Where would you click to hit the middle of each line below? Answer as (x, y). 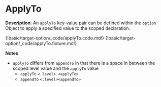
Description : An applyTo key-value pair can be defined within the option (81, 23)
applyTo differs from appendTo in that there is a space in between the (84, 63)
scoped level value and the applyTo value (56, 68)
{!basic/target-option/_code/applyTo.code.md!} (55, 38)
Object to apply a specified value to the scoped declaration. (68, 28)
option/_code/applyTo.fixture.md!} (41, 43)
